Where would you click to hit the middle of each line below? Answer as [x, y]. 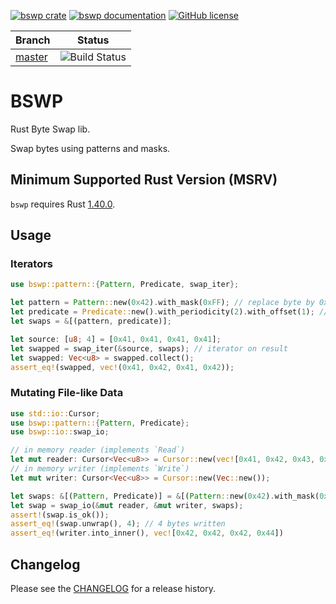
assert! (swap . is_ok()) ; [60, 515]
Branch [33, 40]
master [31, 57]
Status [93, 40]
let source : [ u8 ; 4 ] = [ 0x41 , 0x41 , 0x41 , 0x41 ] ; [116, 339]
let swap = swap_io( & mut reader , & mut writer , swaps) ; [127, 505]
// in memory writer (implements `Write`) [100, 469]
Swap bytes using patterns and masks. [90, 148]
